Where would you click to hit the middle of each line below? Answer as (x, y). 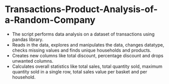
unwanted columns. (33, 61)
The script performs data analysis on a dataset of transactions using (83, 34)
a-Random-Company (50, 20)
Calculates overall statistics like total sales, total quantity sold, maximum (87, 66)
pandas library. (28, 39)
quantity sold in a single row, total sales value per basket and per (80, 71)
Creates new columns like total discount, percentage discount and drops (88, 55)
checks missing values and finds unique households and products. (81, 50)
